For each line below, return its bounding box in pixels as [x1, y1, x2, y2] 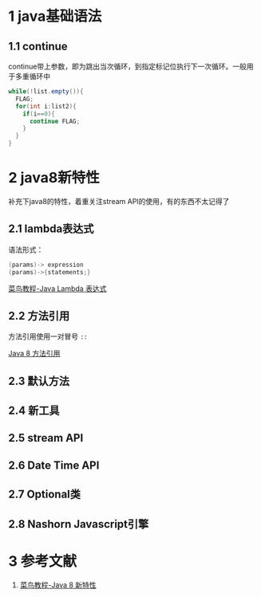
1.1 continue [8, 39, 68, 53]
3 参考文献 [8, 552, 77, 570]
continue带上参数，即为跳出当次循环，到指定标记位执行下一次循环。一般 [8, 61, 247, 71]
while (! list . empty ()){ [8, 88, 84, 96]
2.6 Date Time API [8, 458, 100, 472]
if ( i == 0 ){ [22, 109, 56, 118]
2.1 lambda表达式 [8, 222, 94, 236]
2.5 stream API [8, 431, 84, 445]
